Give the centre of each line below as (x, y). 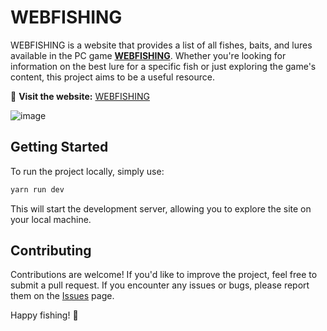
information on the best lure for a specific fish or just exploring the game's (163, 66)
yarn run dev (37, 189)
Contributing (51, 251)
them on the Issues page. (62, 296)
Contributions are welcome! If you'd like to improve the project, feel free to (164, 275)
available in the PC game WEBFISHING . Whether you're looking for (148, 55)
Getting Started (59, 147)
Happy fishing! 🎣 (44, 315)
